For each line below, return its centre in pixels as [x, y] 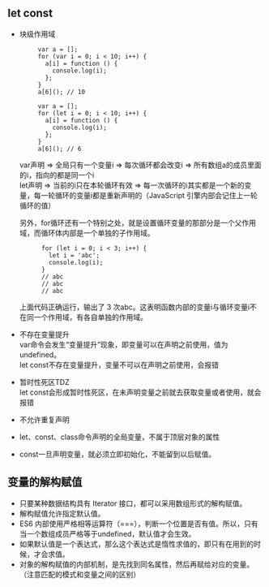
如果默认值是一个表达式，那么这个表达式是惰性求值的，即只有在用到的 [137, 544]
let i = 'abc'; [75, 255]
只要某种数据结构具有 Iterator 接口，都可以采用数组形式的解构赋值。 [133, 503]
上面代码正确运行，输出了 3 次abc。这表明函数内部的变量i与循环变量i [134, 307]
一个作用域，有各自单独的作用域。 [90, 317]
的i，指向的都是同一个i [57, 175]
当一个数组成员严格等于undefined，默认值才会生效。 [107, 533]
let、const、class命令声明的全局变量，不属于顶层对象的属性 [120, 437]
